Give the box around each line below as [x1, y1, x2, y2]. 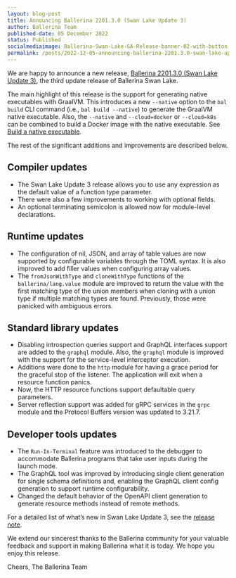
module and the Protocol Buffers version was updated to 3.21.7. [17, 408, 201, 416]
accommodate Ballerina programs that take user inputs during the [17, 455, 209, 463]
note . [7, 520, 22, 529]
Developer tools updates [7, 428, 117, 440]
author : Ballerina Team [7, 23, 77, 30]
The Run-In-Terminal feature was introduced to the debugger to [17, 447, 203, 456]
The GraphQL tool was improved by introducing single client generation [17, 470, 225, 478]
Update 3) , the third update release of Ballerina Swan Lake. [7, 76, 178, 84]
